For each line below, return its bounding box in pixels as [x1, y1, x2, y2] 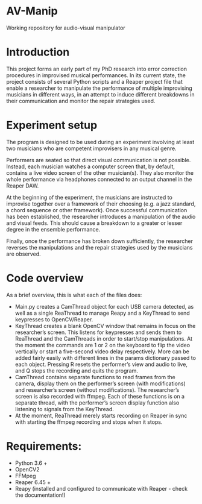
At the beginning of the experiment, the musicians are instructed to [6, 194, 173, 201]
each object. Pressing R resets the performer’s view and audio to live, [14, 361, 188, 368]
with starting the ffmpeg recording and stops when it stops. [14, 418, 163, 426]
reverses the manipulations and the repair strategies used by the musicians [6, 244, 193, 251]
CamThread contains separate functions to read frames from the [14, 373, 176, 380]
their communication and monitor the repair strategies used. [6, 97, 156, 104]
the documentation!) [14, 491, 66, 499]
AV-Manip [6, 4, 58, 18]
